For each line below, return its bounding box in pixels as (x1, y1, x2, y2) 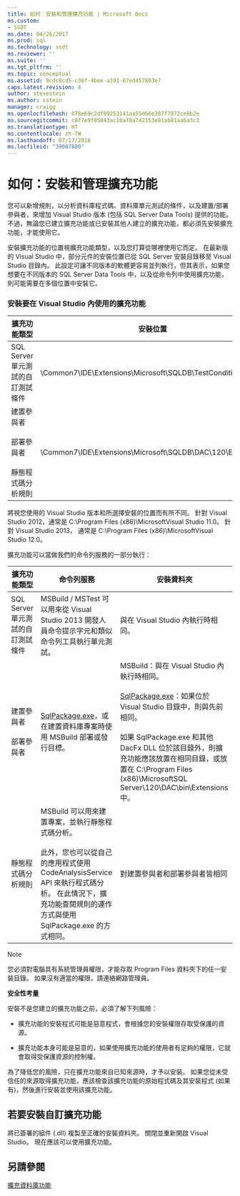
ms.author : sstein (7, 97, 62, 104)
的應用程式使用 (40, 858, 91, 868)
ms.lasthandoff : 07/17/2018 (7, 136, 91, 144)
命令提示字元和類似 (47, 626, 113, 636)
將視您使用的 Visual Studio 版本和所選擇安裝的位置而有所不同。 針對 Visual (7, 509, 227, 517)
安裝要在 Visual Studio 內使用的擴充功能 (7, 298, 146, 308)
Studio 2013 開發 (40, 615, 99, 625)
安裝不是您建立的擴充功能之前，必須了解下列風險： (7, 1005, 158, 1013)
